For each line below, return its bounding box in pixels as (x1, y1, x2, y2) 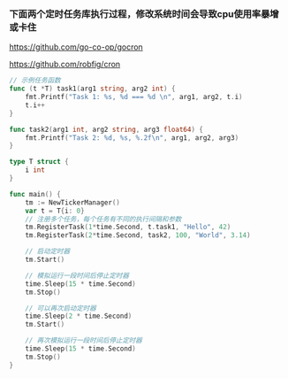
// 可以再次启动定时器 (25, 304, 97, 312)
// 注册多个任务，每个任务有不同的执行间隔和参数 (25, 214, 182, 223)
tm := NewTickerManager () (25, 197, 121, 207)
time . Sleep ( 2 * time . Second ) (25, 312, 133, 320)
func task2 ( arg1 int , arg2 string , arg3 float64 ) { (9, 125, 203, 134)
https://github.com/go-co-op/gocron (9, 42, 143, 52)
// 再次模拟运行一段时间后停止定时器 (25, 336, 143, 345)
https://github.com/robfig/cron (9, 59, 121, 70)
